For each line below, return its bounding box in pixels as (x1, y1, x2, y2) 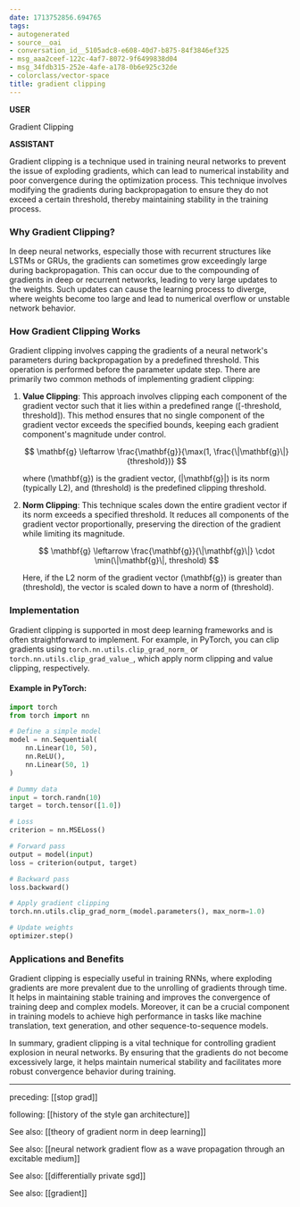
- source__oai (9, 37, 62, 47)
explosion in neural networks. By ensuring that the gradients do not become (9, 1047, 288, 1058)
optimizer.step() (9, 932, 74, 941)
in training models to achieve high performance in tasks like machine (9, 1011, 262, 1022)
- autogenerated (9, 29, 70, 38)
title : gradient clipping (9, 79, 105, 88)
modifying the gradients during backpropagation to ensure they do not (9, 184, 269, 195)
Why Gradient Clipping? (9, 225, 116, 237)
